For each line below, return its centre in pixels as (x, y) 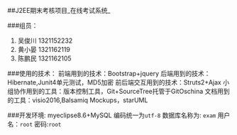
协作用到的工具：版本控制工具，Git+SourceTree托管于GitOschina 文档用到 (122, 91)
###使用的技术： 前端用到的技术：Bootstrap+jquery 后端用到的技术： (109, 74)
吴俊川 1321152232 (45, 40)
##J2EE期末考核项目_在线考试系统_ (59, 10)
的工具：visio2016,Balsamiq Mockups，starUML (78, 100)
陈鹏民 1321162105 (45, 58)
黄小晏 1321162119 (44, 49)
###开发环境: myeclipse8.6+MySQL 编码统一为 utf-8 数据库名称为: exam (112, 115)
